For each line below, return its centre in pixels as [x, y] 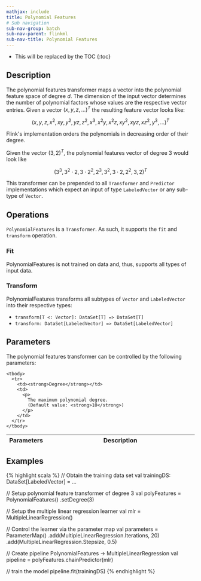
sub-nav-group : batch [33, 28]
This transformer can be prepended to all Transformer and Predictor [90, 184]
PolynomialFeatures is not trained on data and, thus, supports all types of [96, 264]
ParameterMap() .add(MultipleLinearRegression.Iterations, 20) [83, 536]
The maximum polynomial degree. [68, 400]
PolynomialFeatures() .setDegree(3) [50, 500]
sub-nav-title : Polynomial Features [52, 39]
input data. [19, 270]
